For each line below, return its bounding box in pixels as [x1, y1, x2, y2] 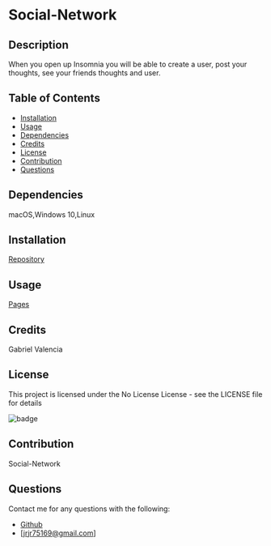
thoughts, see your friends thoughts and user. [8, 68, 161, 78]
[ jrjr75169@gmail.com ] [19, 528, 96, 538]
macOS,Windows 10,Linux [8, 209, 95, 220]
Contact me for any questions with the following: [8, 504, 171, 514]
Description [8, 38, 69, 52]
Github [19, 519, 43, 529]
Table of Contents [8, 92, 101, 105]
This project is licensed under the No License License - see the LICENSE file [8, 389, 263, 399]
